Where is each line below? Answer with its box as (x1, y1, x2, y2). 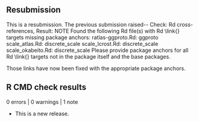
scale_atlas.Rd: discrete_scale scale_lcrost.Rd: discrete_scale (6, 40, 159, 47)
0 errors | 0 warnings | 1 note (6, 98, 78, 105)
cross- (177, 21, 194, 28)
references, (6, 27, 35, 34)
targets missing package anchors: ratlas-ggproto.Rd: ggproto (6, 33, 159, 41)
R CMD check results (6, 82, 87, 92)
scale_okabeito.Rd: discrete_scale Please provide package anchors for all (6, 47, 189, 54)
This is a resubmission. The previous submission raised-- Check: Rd (6, 21, 176, 28)
